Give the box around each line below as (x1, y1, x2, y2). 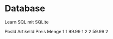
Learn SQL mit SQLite (4, 19, 49, 25)
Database (4, 3, 45, 14)
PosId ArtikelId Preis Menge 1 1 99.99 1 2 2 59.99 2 (4, 28, 109, 34)
